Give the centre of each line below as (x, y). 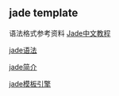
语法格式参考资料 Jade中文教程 (60, 33)
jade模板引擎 (30, 83)
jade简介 (23, 67)
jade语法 (23, 50)
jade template (44, 13)
